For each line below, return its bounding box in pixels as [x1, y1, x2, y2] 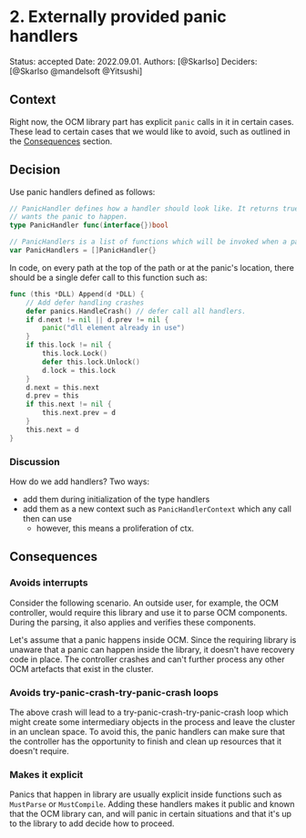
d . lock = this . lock [42, 366, 117, 375]
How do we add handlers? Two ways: [9, 476, 150, 487]
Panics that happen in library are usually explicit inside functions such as [9, 789, 282, 800]
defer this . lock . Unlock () [42, 357, 141, 367]
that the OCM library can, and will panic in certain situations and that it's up [9, 809, 292, 820]
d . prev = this [25, 391, 79, 400]
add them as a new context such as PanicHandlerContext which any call [22, 503, 291, 514]
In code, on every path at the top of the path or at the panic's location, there [9, 262, 294, 273]
